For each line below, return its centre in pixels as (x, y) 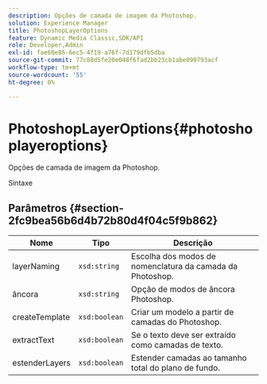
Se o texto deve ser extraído (183, 335)
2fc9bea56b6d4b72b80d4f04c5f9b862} (113, 220)
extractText (33, 340)
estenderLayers (42, 363)
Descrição (193, 243)
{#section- (97, 208)
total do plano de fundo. (176, 368)
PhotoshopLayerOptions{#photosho (131, 129)
